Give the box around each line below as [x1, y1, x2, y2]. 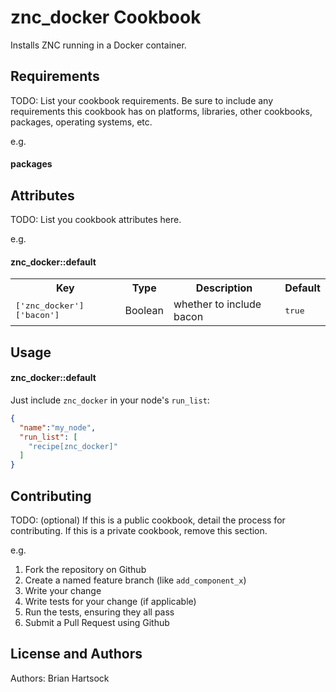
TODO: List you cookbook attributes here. [10, 214, 182, 226]
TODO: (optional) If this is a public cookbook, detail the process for [10, 514, 286, 526]
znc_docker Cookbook [10, 6, 202, 29]
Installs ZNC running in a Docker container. [10, 39, 187, 51]
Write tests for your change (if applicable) [24, 596, 197, 608]
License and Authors [10, 646, 143, 663]
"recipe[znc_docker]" [28, 441, 118, 451]
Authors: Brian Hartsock [10, 672, 110, 684]
